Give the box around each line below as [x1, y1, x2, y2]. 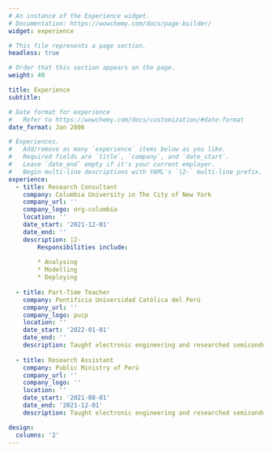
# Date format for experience [8, 108, 111, 116]
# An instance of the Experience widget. [8, 11, 151, 20]
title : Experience [8, 86, 70, 94]
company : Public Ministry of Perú [23, 364, 139, 372]
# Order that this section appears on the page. [8, 64, 176, 72]
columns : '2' [15, 431, 60, 439]
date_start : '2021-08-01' [23, 394, 111, 402]
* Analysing [37, 258, 79, 267]
